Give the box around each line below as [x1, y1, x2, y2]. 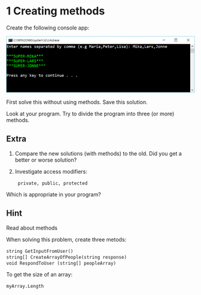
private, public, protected [17, 180, 88, 186]
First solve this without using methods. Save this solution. [6, 99, 148, 106]
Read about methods [6, 224, 58, 231]
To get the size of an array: [6, 270, 73, 278]
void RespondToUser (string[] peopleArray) [6, 260, 117, 266]
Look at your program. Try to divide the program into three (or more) [6, 110, 175, 118]
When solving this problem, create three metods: [6, 236, 127, 243]
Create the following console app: [6, 24, 90, 31]
